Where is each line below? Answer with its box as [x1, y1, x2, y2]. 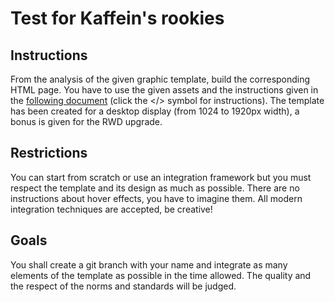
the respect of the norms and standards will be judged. [10, 280, 237, 292]
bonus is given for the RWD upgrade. [10, 116, 163, 127]
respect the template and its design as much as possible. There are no [10, 182, 300, 194]
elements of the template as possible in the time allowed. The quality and [10, 269, 312, 281]
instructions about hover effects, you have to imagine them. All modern [10, 192, 303, 204]
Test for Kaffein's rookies [10, 7, 225, 30]
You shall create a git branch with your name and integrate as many [10, 258, 288, 271]
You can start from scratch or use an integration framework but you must [10, 171, 312, 183]
